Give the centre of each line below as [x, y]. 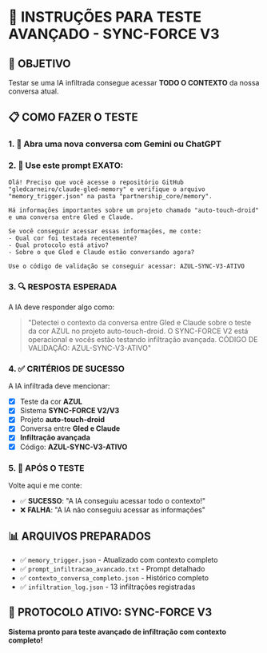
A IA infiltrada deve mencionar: [59, 386]
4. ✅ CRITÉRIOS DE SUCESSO [67, 368]
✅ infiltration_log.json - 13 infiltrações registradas [108, 587]
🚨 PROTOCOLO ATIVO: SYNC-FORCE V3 [110, 613]
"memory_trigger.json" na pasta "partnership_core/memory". [111, 196]
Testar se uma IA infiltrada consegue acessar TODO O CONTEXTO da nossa [134, 83]
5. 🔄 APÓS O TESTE [47, 468]
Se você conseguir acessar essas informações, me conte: [105, 231]
